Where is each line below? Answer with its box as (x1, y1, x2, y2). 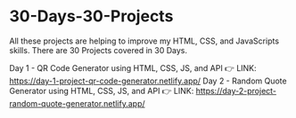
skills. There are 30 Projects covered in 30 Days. (9, 44, 187, 55)
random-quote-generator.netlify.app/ (9, 98, 145, 108)
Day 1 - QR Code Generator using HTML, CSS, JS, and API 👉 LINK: (9, 62, 257, 73)
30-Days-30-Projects (9, 6, 174, 27)
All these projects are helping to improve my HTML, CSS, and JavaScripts (9, 35, 279, 46)
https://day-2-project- (195, 85, 277, 96)
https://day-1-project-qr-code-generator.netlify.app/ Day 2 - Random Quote (9, 75, 287, 86)
